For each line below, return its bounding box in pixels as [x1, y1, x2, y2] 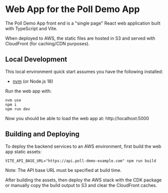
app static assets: [5, 148, 42, 154]
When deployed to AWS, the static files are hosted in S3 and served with [5, 35, 156, 41]
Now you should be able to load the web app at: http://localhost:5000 [5, 115, 149, 121]
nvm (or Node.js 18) [12, 78, 54, 84]
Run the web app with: [5, 88, 52, 94]
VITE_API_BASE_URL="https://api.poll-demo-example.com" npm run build [5, 158, 156, 163]
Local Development [5, 55, 67, 64]
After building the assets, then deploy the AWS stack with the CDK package [5, 177, 162, 183]
